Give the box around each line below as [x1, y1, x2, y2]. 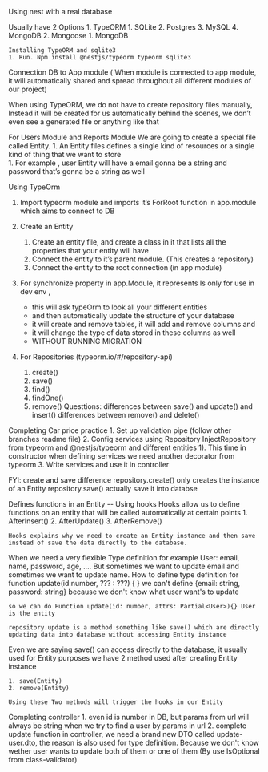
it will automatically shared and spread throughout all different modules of [8, 76, 252, 85]
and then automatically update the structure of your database [31, 311, 234, 320]
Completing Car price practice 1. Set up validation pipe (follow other [8, 426, 232, 435]
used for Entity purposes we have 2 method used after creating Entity [8, 653, 238, 662]
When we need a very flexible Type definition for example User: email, [8, 553, 240, 562]
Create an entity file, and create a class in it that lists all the [31, 237, 226, 247]
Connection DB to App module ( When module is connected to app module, [8, 67, 257, 77]
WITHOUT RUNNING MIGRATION [31, 337, 142, 346]
